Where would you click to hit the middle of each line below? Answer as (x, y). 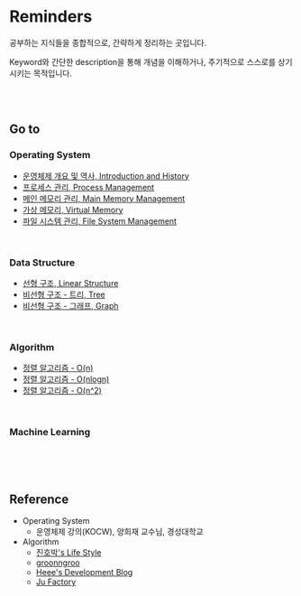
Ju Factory (56, 582)
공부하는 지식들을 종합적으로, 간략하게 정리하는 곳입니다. (108, 42)
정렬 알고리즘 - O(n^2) (62, 391)
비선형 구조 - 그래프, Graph (70, 305)
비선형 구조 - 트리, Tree (64, 294)
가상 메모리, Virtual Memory (73, 210)
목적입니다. (53, 73)
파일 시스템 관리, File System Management (100, 221)
